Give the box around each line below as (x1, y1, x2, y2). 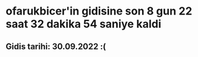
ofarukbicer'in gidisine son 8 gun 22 (5, 4, 193, 18)
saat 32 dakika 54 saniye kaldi (5, 17, 162, 31)
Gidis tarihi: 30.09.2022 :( (5, 41, 106, 52)
